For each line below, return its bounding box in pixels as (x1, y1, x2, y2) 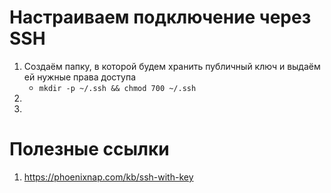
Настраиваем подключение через (9, 6, 312, 29)
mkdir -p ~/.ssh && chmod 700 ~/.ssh (38, 83, 197, 93)
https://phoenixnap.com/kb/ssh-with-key (23, 171, 194, 183)
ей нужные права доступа (23, 71, 137, 83)
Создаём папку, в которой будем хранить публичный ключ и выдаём (23, 60, 321, 72)
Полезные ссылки (9, 138, 170, 161)
